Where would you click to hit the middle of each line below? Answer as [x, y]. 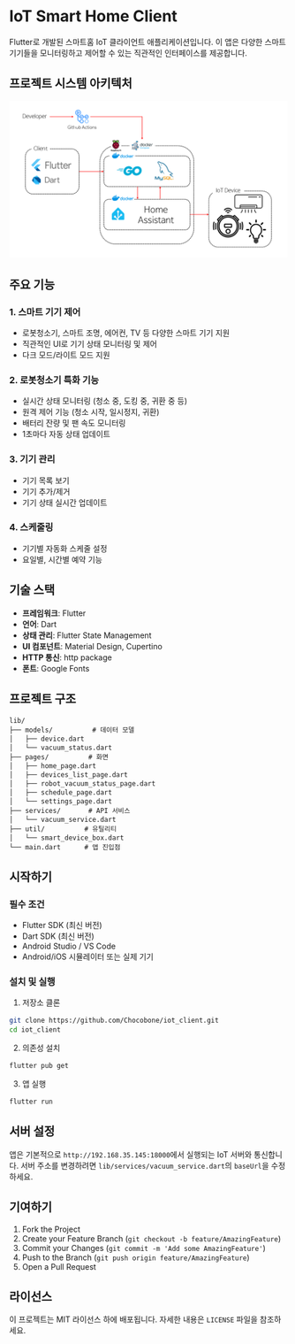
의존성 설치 [41, 1048]
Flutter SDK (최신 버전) [62, 925]
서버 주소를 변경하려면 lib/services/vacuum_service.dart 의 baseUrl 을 [145, 1165]
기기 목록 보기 [45, 480]
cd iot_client [35, 1030]
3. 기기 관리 [32, 459]
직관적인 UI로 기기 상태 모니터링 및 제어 [89, 343]
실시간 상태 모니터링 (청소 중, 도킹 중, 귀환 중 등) [105, 401]
